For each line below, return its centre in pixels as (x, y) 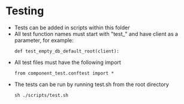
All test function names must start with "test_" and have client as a (96, 33)
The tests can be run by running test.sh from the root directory (91, 84)
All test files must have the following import (67, 62)
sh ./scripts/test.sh (41, 95)
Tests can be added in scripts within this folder (72, 27)
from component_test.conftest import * (64, 73)
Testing (25, 11)
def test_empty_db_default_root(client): (67, 51)
